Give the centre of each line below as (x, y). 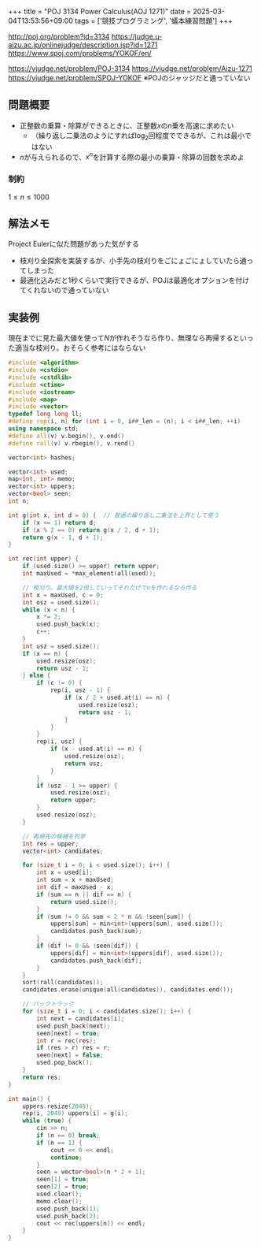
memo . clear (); (59, 1201)
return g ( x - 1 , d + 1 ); (63, 537)
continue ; (66, 1158)
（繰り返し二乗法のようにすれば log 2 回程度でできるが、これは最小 (138, 136)
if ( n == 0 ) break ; (68, 1136)
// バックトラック (48, 1004)
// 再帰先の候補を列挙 (54, 836)
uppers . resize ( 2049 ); (57, 1106)
